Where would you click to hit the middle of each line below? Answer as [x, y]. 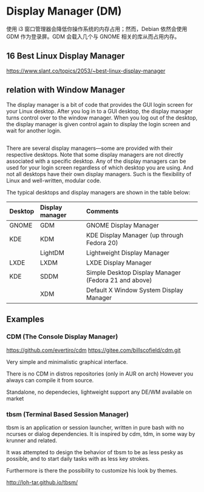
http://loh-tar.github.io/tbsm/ [42, 482]
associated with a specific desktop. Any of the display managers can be [96, 161]
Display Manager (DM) [64, 11]
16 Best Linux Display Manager [66, 56]
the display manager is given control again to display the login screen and [98, 124]
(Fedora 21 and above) [119, 280]
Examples [25, 319]
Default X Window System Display [134, 290]
